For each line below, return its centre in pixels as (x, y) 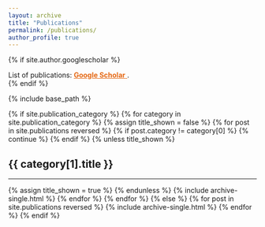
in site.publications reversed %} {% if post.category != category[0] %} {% (129, 131)
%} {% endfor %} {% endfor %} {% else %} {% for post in (140, 199)
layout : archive (35, 15)
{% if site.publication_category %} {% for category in (95, 114)
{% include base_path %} (50, 99)
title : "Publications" (45, 23)
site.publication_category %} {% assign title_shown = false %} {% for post (129, 122)
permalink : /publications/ (52, 30)
